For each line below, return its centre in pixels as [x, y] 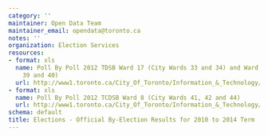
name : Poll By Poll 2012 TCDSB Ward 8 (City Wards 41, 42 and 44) [128, 98]
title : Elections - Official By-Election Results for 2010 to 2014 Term [132, 120]
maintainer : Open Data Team [55, 23]
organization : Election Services [64, 46]
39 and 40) [41, 75]
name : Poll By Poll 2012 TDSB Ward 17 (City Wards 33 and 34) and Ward [137, 68]
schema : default [35, 113]
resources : [26, 53]
